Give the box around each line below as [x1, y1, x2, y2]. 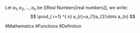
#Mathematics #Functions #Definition [5, 23, 81, 29]
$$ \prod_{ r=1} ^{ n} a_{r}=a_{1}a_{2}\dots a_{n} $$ [30, 13, 136, 19]
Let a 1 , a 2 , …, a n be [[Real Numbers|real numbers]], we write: [5, 5, 128, 12]
